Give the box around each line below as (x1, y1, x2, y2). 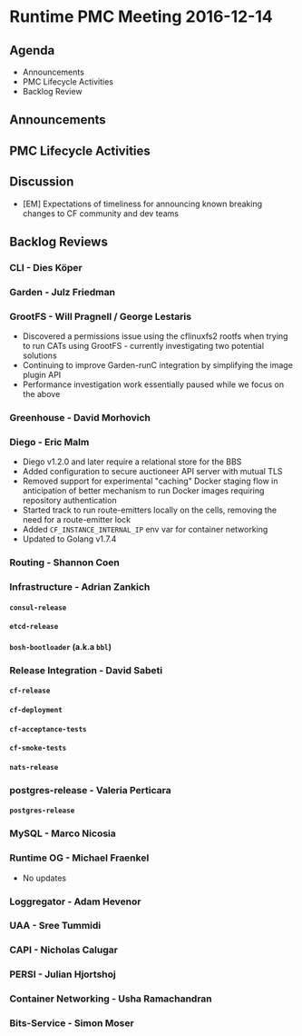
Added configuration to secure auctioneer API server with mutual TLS (22, 466, 283, 477)
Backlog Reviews (9, 234, 109, 249)
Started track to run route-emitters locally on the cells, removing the (22, 504, 278, 515)
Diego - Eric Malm (9, 435, 90, 448)
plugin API (22, 370, 62, 381)
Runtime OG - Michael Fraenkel (9, 852, 150, 864)
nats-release (9, 762, 59, 772)
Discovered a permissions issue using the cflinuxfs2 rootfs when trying (22, 331, 288, 342)
